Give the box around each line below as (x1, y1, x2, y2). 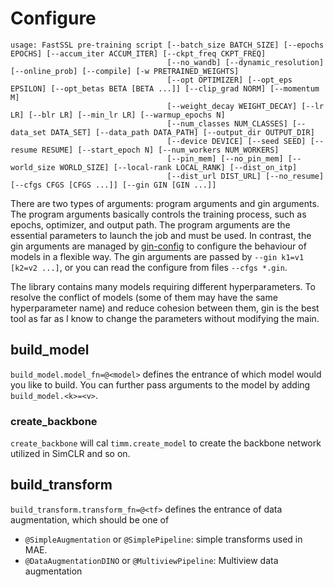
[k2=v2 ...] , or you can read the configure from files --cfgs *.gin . (10, 261, 288, 273)
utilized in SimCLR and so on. (10, 448, 131, 460)
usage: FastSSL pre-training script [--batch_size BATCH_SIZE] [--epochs (10, 40, 325, 50)
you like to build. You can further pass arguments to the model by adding (10, 378, 311, 391)
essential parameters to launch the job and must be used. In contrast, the (10, 229, 312, 241)
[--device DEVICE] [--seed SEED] (166, 136, 307, 146)
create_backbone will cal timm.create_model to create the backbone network (10, 437, 322, 449)
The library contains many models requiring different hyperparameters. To (10, 280, 316, 292)
